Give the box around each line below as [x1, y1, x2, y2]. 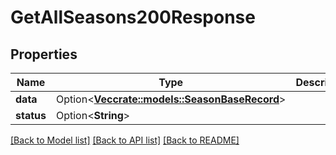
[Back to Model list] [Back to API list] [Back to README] [10, 134, 240, 146]
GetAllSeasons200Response [10, 6, 256, 29]
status [15, 109, 47, 122]
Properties [10, 46, 78, 63]
